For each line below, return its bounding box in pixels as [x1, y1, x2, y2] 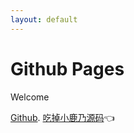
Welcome [10, 91, 50, 103]
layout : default [10, 14, 78, 25]
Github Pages [10, 57, 125, 80]
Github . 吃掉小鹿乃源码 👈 [10, 111, 115, 123]
